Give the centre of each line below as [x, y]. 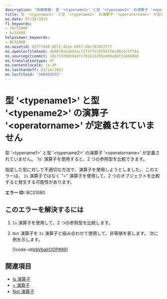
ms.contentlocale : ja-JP [31, 65]
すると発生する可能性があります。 [40, 182]
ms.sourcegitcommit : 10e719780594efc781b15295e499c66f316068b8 [72, 56]
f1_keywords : [19, 24]
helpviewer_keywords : [28, 38]
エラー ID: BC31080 [25, 193]
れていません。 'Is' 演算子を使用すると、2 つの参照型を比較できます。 [76, 159]
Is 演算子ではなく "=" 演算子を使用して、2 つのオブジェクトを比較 [92, 176]
